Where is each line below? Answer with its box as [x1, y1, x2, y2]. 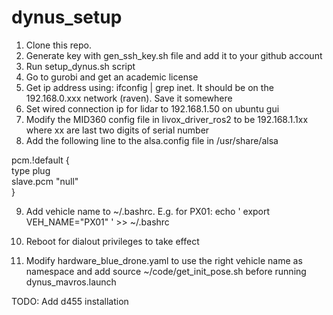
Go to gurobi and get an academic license [25, 71, 199, 83]
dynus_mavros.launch [25, 276, 117, 288]
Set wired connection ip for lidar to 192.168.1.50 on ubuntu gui [25, 102, 280, 115]
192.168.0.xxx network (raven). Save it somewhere [25, 92, 233, 104]
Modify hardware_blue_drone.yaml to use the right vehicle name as [25, 254, 303, 266]
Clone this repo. [25, 39, 92, 51]
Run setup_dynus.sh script [25, 60, 136, 72]
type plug [11, 164, 51, 176]
